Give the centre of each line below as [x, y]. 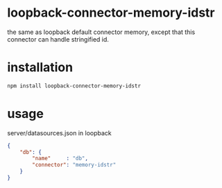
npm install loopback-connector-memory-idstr [74, 86]
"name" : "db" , [60, 159]
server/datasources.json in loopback [60, 133]
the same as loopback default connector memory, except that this [101, 32]
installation [40, 68]
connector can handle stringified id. [58, 39]
